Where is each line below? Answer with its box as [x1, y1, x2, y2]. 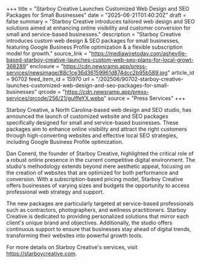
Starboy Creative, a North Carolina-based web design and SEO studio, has [6, 107, 192, 113]
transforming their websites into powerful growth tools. [6, 232, 143, 239]
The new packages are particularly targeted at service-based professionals [6, 200, 194, 207]
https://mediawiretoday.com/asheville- [91, 50, 187, 57]
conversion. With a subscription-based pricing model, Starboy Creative [6, 176, 183, 182]
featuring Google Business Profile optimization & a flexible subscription [6, 43, 183, 51]
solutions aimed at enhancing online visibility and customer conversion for [6, 24, 191, 31]
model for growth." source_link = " [6, 50, 92, 57]
